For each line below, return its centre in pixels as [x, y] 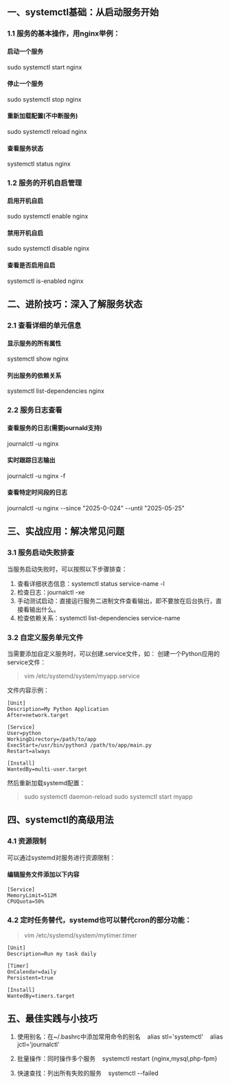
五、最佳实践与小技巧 [52, 1019]
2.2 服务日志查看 [35, 410]
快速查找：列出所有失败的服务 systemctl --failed [88, 1073]
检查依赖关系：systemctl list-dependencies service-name [99, 618]
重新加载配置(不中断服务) [43, 116]
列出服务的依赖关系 [34, 375]
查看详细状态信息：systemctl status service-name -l [91, 583]
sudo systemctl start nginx [45, 67]
